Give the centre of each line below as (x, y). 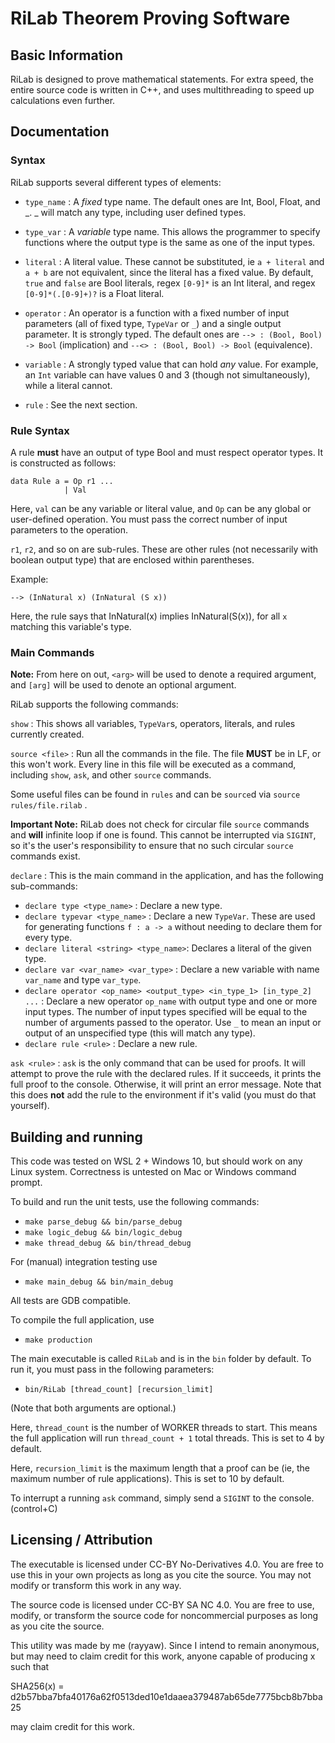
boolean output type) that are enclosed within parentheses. (132, 559)
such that (30, 1666)
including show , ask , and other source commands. (111, 775)
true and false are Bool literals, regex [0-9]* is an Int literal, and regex (170, 283)
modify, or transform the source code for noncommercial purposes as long (164, 1615)
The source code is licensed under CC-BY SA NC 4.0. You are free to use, (162, 1604)
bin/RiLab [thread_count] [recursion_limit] (119, 1390)
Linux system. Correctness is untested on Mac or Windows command (153, 1172)
